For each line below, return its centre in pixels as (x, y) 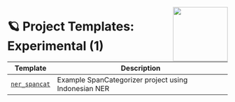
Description (141, 68)
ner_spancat (31, 84)
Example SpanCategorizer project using (122, 80)
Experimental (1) (56, 46)
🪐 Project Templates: (71, 27)
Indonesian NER (83, 88)
